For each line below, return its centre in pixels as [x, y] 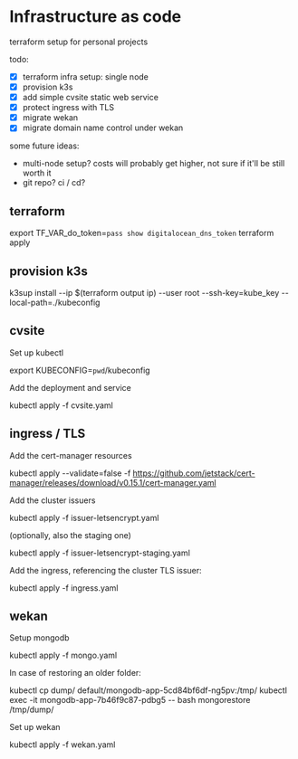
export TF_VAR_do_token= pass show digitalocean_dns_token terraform [142, 233]
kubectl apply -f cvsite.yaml [61, 405]
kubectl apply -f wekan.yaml [62, 745]
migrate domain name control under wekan [103, 128]
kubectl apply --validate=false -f [70, 473]
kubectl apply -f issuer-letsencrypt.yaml [84, 517]
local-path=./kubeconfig [55, 302]
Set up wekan [35, 727]
